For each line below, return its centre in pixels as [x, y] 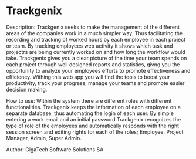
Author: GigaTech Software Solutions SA [55, 149]
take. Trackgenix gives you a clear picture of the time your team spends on [97, 58]
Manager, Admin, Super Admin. [44, 138]
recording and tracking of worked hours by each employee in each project [96, 39]
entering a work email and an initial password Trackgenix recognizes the [94, 119]
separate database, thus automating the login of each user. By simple [90, 113]
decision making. [27, 89]
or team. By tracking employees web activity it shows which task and [89, 46]
